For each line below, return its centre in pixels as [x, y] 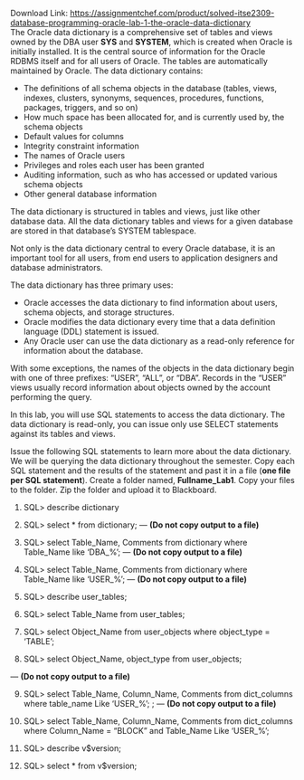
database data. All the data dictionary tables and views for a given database [152, 221]
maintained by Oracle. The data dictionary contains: [107, 71]
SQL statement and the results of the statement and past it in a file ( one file [151, 471]
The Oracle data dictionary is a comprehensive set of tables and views [142, 32]
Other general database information [90, 194]
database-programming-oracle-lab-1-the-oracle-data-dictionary [131, 23]
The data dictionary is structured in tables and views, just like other [135, 211]
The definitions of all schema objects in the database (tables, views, [150, 88]
